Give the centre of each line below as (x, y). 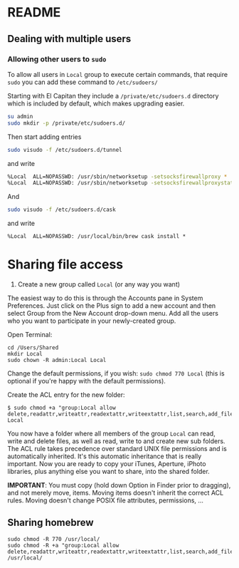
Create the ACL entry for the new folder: (66, 395)
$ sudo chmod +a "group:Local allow (62, 408)
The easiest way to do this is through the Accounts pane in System (105, 298)
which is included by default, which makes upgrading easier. (96, 103)
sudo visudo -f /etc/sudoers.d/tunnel (65, 150)
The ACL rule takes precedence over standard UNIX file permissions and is (117, 449)
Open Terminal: (30, 335)
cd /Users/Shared (33, 348)
